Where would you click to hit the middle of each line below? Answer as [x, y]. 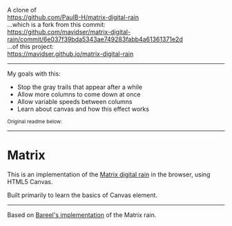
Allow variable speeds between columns [75, 102]
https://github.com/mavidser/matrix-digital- [69, 32]
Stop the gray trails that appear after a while [80, 87]
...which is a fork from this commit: [56, 24]
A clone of [22, 10]
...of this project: [30, 47]
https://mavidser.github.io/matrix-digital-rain [70, 54]
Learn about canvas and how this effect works [83, 109]
